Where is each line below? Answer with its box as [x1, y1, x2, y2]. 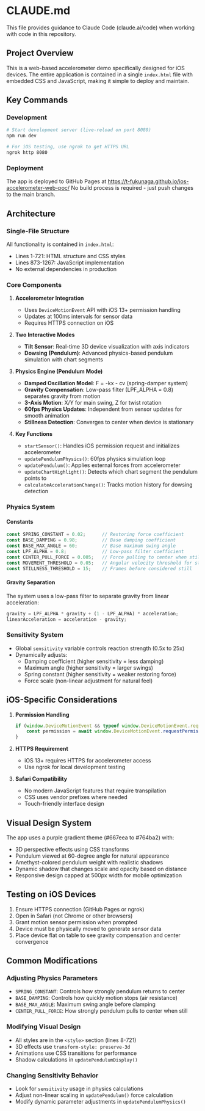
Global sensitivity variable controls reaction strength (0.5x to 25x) [15, 645, 185, 652]
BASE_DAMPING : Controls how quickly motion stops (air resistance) [15, 994, 178, 1002]
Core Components [6, 280, 62, 289]
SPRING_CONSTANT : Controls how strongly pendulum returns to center [15, 988, 185, 995]
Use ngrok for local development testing [24, 764, 126, 771]
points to [24, 474, 47, 482]
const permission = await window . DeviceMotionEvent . [26, 728, 164, 734]
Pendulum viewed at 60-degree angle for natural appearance [15, 852, 170, 859]
